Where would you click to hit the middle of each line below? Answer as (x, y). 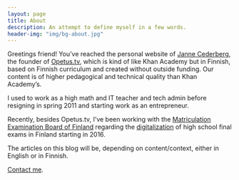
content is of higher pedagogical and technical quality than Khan (102, 77)
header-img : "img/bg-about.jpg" (55, 34)
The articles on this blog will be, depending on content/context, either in (113, 148)
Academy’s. (25, 84)
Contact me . (26, 170)
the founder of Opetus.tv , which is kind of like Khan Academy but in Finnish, (119, 62)
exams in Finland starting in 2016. (56, 134)
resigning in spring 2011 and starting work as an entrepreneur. (98, 106)
